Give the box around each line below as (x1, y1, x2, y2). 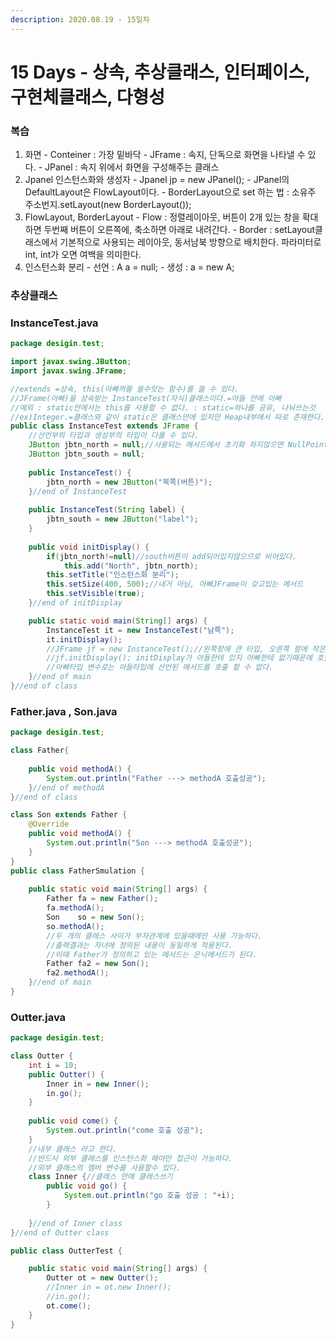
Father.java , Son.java (10, 704, 118, 718)
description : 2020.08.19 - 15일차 (10, 14, 150, 25)
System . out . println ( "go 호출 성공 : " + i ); (63, 1191, 235, 1201)
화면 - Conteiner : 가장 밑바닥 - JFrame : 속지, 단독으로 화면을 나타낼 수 (24, 149, 306, 161)
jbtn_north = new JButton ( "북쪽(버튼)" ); (46, 477, 213, 487)
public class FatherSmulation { (10, 866, 145, 876)
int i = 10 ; (28, 1060, 78, 1070)
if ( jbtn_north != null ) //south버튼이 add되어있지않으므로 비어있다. (46, 551, 297, 561)
